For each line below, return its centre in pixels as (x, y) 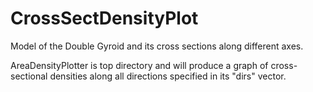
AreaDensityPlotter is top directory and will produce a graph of (139, 65)
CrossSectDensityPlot (104, 18)
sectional (29, 76)
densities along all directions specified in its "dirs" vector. (168, 76)
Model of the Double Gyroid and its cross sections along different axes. (157, 46)
